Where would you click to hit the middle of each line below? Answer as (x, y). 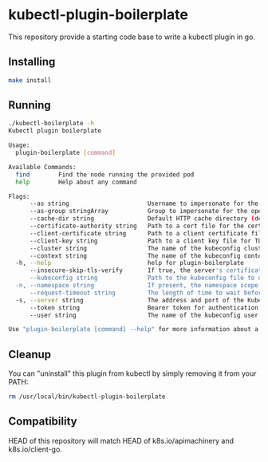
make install (30, 80)
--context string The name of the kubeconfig (135, 256)
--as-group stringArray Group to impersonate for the (138, 211)
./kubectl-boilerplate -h (51, 124)
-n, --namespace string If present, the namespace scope (137, 286)
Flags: (19, 196)
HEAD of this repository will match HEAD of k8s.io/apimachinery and (121, 440)
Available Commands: (43, 167)
